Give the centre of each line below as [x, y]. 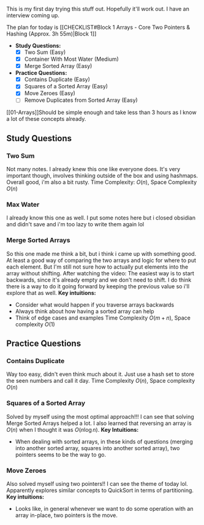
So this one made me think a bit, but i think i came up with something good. [101, 253]
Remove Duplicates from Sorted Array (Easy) [81, 100]
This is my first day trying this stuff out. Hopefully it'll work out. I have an [98, 9]
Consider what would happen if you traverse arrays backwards [95, 305]
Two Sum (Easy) [45, 52]
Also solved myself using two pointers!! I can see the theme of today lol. [97, 484]
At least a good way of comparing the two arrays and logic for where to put [101, 260]
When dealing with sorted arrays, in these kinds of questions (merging [104, 442]
